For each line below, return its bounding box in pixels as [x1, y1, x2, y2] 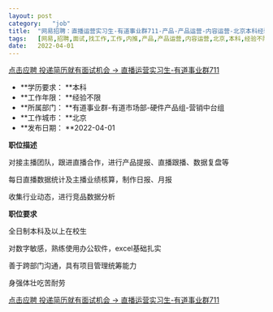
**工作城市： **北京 [19, 113, 87, 122]
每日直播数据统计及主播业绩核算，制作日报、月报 [8, 175, 172, 185]
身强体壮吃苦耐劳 [8, 278, 66, 288]
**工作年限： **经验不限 [19, 92, 102, 102]
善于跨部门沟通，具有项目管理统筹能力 [8, 261, 136, 271]
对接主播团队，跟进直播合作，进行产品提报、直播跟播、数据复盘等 [8, 157, 229, 167]
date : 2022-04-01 [8, 42, 75, 50]
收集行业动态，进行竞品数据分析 [8, 192, 115, 202]
